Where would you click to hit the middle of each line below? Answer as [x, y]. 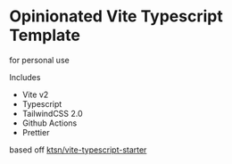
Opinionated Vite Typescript [116, 16]
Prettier [36, 132]
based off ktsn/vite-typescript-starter [78, 150]
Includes [25, 77]
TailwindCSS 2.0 [52, 113]
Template [45, 35]
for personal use [39, 60]
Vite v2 [35, 94]
